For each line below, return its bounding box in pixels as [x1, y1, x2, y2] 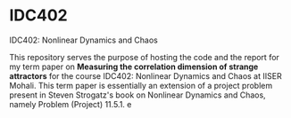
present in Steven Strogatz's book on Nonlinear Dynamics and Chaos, [9, 90, 266, 100]
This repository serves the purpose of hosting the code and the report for [9, 51, 279, 62]
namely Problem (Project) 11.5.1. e [9, 98, 132, 109]
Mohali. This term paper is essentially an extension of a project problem [9, 80, 273, 90]
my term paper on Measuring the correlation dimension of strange [9, 61, 259, 72]
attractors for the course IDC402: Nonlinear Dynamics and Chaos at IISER [9, 70, 283, 81]
